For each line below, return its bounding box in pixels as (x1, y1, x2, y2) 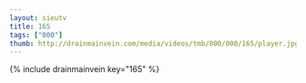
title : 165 (9, 22, 51, 31)
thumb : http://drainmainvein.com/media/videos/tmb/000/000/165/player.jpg (9, 38, 300, 48)
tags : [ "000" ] (9, 30, 64, 39)
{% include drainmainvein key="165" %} (9, 64, 160, 75)
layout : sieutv (9, 13, 67, 23)
